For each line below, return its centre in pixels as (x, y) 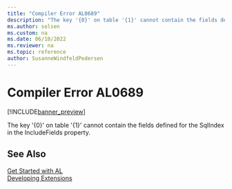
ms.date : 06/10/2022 (37, 39)
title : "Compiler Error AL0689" (54, 13)
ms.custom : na (28, 33)
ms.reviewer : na (30, 46)
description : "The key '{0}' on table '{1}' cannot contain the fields (112, 20)
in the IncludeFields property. (49, 132)
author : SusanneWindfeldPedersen (55, 59)
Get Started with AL (35, 170)
